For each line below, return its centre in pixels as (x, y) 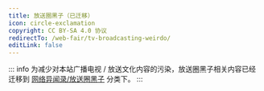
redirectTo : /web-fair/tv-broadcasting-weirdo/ (90, 38)
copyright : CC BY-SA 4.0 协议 (58, 30)
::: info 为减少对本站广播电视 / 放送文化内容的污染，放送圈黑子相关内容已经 (132, 69)
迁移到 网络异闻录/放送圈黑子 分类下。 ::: (76, 79)
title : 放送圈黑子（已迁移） (51, 16)
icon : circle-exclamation (52, 23)
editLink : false (35, 45)
